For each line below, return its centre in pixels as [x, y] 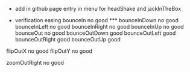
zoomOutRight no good [35, 63]
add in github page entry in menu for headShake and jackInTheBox [98, 9]
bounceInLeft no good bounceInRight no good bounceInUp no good [99, 27]
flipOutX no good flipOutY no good [49, 51]
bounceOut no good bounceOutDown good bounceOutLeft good [95, 33]
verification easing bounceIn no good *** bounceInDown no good [97, 20]
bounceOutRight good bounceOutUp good [68, 39]
